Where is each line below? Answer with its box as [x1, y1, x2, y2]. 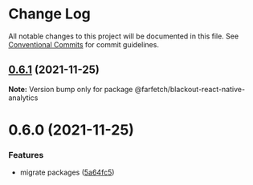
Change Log [8, 5, 91, 23]
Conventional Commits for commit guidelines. [8, 39, 159, 49]
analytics [8, 93, 39, 103]
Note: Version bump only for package [8, 84, 133, 94]
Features [8, 149, 44, 160]
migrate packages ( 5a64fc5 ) [19, 167, 115, 177]
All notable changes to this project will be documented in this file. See [8, 31, 239, 41]
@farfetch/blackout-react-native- [134, 84, 246, 94]
